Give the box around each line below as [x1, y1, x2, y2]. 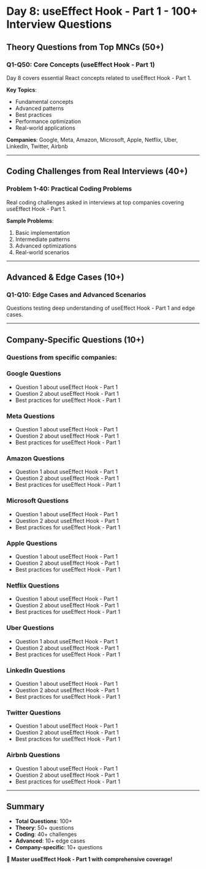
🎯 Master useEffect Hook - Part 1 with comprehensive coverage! [6, 855, 173, 863]
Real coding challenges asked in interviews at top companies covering [6, 199, 185, 206]
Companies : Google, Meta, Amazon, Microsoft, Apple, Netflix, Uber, [6, 136, 178, 143]
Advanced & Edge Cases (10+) [6, 272, 124, 282]
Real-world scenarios [15, 248, 69, 256]
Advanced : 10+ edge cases [15, 837, 86, 844]
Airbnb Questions [6, 751, 60, 760]
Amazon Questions [6, 454, 65, 463]
